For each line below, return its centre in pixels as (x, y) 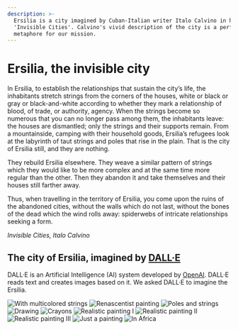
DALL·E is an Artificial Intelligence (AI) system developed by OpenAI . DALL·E (118, 275)
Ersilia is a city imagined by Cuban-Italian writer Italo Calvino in (120, 21)
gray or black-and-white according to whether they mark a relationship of (114, 104)
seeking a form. (30, 221)
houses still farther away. (44, 185)
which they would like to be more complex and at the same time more (109, 170)
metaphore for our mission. (55, 34)
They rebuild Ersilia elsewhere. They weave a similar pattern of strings (110, 163)
